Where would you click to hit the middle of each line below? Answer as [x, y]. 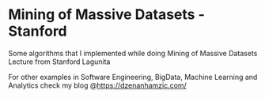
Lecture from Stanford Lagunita [59, 62]
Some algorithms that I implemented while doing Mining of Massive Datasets [133, 53]
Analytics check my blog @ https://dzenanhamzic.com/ [98, 85]
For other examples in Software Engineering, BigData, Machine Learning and [133, 77]
